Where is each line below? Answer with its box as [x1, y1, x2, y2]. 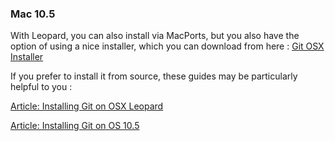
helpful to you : [10, 81, 73, 93]
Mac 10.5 [10, 7, 56, 21]
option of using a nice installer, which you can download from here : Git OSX [10, 40, 325, 52]
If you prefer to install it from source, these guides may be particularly [10, 70, 298, 82]
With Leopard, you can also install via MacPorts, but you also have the [10, 30, 300, 42]
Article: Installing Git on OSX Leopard [10, 100, 164, 112]
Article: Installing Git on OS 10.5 [10, 120, 140, 132]
